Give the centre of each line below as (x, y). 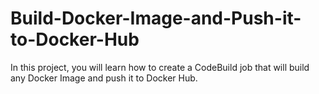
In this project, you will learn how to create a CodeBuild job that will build (160, 67)
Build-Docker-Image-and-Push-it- (156, 18)
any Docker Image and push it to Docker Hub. (104, 78)
